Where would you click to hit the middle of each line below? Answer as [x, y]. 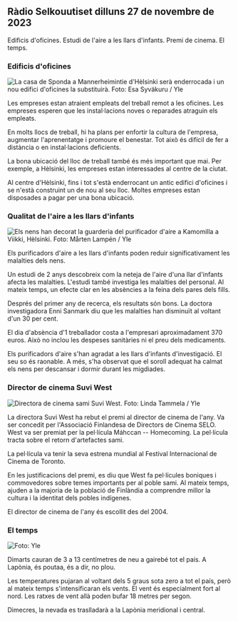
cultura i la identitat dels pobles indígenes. [69, 498]
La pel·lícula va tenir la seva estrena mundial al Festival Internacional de [112, 453]
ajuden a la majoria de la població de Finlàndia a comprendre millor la [109, 490]
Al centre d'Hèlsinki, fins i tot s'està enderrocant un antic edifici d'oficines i [118, 183]
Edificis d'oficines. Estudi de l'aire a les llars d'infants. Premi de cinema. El [116, 40]
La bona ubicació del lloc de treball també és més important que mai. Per [115, 161]
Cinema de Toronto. [36, 461]
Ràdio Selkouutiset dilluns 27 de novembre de [111, 12]
